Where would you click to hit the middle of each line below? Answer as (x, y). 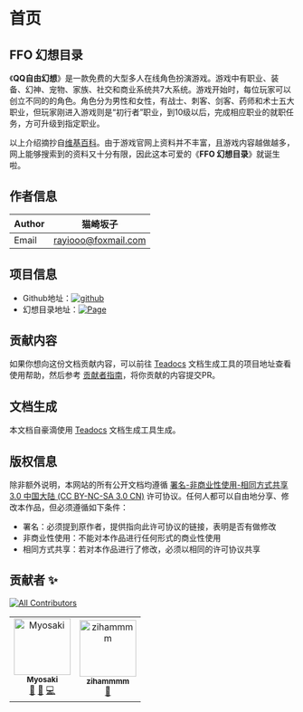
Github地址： (47, 298)
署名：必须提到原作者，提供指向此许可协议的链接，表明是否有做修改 (149, 527)
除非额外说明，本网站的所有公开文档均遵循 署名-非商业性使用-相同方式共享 (149, 485)
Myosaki (43, 679)
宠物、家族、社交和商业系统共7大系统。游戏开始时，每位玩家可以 (170, 90)
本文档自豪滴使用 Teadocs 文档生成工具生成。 (95, 430)
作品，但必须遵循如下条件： (76, 508)
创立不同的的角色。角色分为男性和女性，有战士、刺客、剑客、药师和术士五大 (152, 101)
